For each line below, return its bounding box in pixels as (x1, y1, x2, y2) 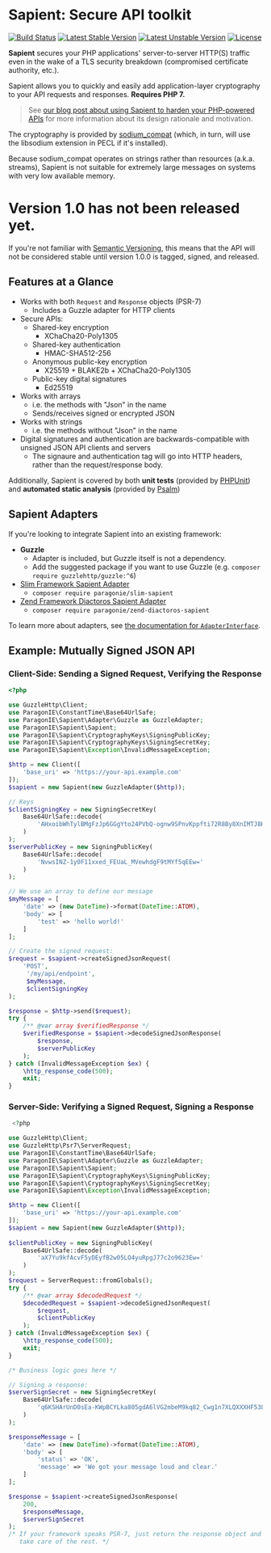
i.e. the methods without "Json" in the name (31, 425, 177, 435)
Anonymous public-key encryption (31, 357, 148, 366)
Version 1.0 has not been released (8, 200, 240, 217)
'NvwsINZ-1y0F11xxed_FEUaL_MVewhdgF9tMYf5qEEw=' (37, 858, 204, 866)
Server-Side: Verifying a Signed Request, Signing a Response (8, 1101, 254, 1112)
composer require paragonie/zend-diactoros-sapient (31, 606, 210, 614)
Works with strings (19, 416, 83, 426)
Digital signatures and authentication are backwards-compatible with (19, 434, 250, 444)
